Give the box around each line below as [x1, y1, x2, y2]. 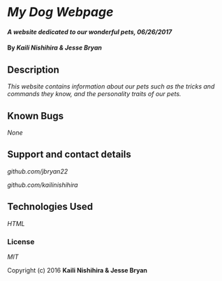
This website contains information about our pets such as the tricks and [7, 82, 215, 91]
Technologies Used [7, 201, 93, 213]
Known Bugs [7, 109, 64, 122]
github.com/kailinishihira [7, 181, 78, 189]
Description [7, 63, 59, 75]
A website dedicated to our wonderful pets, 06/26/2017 [7, 27, 172, 36]
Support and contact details [7, 149, 131, 160]
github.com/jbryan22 [7, 167, 68, 175]
